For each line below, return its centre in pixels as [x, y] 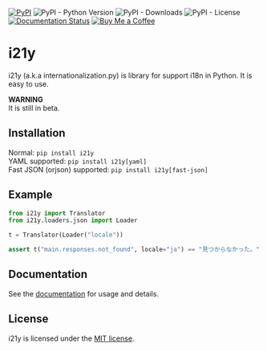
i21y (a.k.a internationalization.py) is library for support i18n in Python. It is [130, 75]
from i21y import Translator [57, 213]
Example [30, 195]
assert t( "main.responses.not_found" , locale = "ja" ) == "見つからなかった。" [134, 250]
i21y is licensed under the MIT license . [71, 338]
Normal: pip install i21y [51, 152]
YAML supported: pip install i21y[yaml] [77, 161]
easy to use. [28, 83]
